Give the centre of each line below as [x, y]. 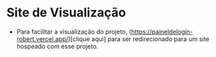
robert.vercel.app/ [42, 38]
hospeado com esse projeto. [57, 46]
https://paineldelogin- [162, 32]
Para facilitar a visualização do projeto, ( [74, 32]
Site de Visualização [66, 13]
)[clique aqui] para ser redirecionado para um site [139, 38]
